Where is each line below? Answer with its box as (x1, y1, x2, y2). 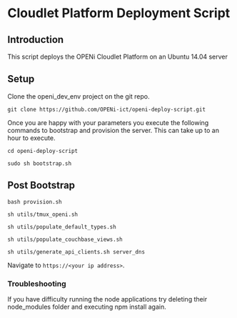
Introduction (7, 34, 64, 46)
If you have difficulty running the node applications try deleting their (7, 294, 208, 303)
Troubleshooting (7, 279, 66, 289)
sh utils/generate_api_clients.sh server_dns (7, 248, 145, 255)
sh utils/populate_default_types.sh (7, 223, 116, 230)
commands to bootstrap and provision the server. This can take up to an (7, 126, 220, 134)
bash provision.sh (7, 198, 62, 205)
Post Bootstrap (7, 179, 76, 192)
